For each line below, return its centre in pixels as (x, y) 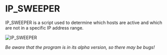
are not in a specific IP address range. (44, 27)
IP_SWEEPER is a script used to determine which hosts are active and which (84, 22)
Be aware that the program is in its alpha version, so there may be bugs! (80, 47)
